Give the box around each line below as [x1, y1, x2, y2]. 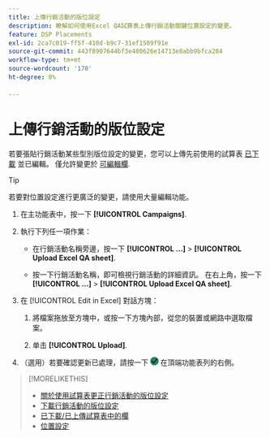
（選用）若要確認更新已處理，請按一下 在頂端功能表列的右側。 [19, 358, 239, 367]
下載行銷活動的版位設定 [40, 401, 119, 410]
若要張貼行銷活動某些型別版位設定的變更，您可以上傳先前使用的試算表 [8, 149, 243, 158]
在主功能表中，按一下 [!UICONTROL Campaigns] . [19, 209, 187, 219]
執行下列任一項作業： [19, 226, 92, 236]
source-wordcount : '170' [8, 65, 92, 73]
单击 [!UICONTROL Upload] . [32, 340, 127, 349]
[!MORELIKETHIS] [28, 374, 88, 384]
